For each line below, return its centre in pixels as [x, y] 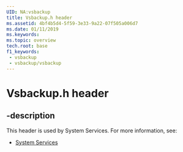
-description [31, 116]
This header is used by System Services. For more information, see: [92, 130]
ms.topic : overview [31, 40]
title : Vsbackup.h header [39, 18]
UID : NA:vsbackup [28, 12]
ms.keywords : [23, 35]
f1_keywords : [23, 52]
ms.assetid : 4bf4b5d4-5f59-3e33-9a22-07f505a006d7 [72, 23]
